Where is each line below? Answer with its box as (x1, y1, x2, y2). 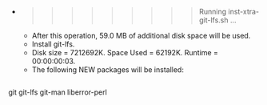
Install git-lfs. (31, 39, 75, 49)
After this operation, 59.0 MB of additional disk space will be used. (31, 31, 251, 40)
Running (198, 7, 227, 16)
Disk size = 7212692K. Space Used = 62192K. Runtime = (31, 48, 218, 57)
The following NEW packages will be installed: (31, 65, 184, 75)
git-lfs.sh (198, 15, 229, 25)
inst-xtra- (227, 7, 260, 16)
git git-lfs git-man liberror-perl (8, 87, 108, 97)
